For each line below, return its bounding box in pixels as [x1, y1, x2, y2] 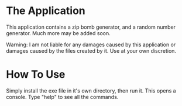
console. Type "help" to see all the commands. [6, 93, 119, 100]
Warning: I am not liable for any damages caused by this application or [6, 41, 176, 48]
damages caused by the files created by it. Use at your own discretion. [6, 47, 177, 54]
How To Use [6, 68, 66, 81]
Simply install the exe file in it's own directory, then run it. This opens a [6, 87, 177, 94]
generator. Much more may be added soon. [6, 29, 111, 36]
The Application [6, 4, 86, 18]
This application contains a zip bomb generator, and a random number [6, 23, 176, 30]
